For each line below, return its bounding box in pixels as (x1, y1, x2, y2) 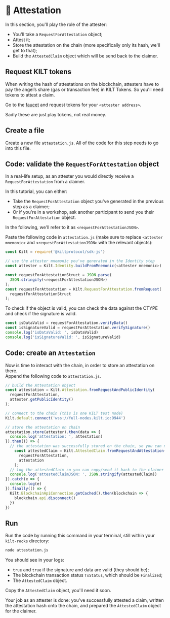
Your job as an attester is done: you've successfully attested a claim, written (5, 597, 164, 603)
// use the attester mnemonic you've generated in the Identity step (5, 258, 155, 264)
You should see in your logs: (5, 557, 64, 563)
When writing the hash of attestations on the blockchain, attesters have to (5, 81, 159, 87)
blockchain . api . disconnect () (14, 495, 76, 501)
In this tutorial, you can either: (5, 188, 67, 194)
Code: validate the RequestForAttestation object (5, 159, 159, 168)
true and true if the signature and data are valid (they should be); (12, 567, 149, 573)
